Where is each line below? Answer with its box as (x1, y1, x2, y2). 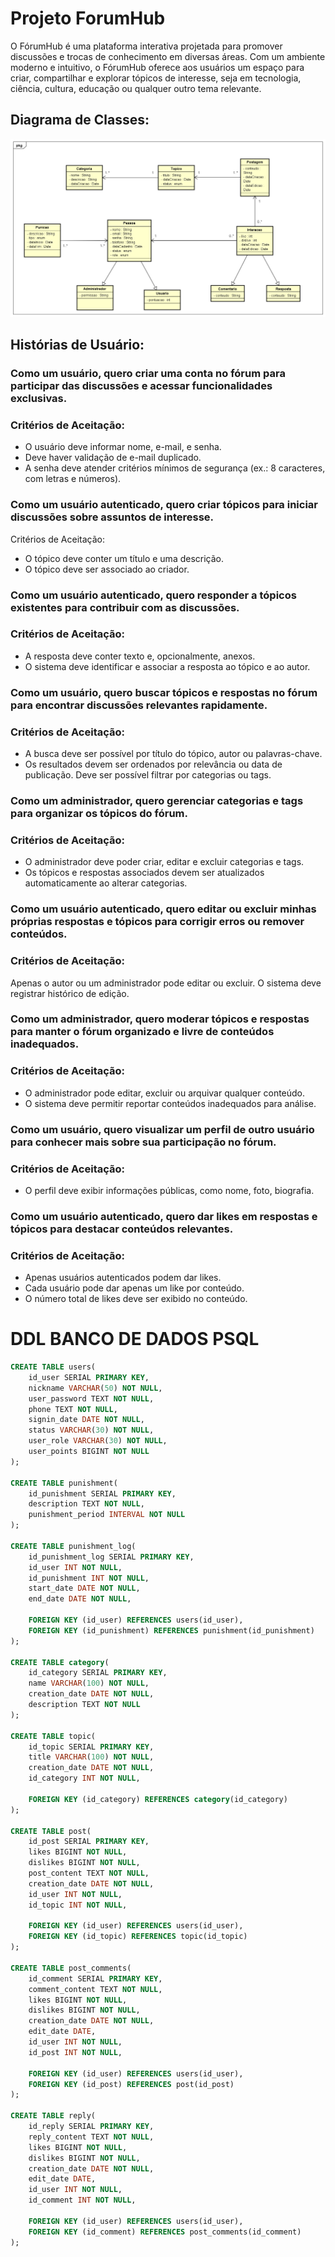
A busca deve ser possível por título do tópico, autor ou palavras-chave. (24, 748, 323, 760)
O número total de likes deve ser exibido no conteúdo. (24, 1293, 248, 1305)
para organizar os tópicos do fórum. (10, 806, 188, 820)
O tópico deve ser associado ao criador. (24, 563, 190, 575)
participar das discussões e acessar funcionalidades (10, 379, 273, 393)
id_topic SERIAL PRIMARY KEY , (28, 1742, 155, 1752)
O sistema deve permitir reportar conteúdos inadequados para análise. (24, 1097, 317, 1109)
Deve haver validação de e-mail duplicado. (24, 452, 202, 464)
